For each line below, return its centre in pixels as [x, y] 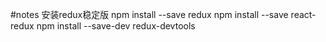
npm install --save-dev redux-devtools [116, 26]
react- [303, 14]
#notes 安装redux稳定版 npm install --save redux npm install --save [149, 14]
